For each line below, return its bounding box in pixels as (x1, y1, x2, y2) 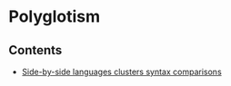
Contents (8, 43, 63, 58)
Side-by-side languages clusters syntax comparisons (21, 66, 222, 77)
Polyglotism (8, 6, 101, 27)
